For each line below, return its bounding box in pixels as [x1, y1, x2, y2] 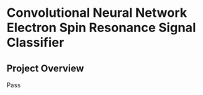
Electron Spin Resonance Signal [6, 20, 196, 36]
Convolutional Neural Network [6, 5, 188, 21]
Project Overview [6, 62, 84, 74]
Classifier [6, 35, 65, 50]
